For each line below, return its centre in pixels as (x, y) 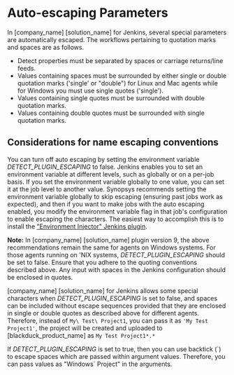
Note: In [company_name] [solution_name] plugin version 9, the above (108, 240)
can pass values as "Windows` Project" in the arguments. (90, 364)
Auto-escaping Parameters (88, 13)
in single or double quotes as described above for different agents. (103, 313)
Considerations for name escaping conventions (113, 143)
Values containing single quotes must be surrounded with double (111, 98)
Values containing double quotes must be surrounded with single (111, 113)
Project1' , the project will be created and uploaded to (85, 328)
